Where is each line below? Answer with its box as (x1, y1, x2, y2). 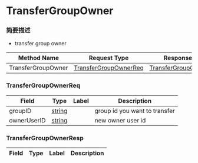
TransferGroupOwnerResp (6, 134, 84, 142)
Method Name (18, 54, 59, 62)
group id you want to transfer (94, 107, 175, 115)
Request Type (88, 54, 129, 62)
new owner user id (94, 116, 146, 124)
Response (163, 54, 193, 62)
